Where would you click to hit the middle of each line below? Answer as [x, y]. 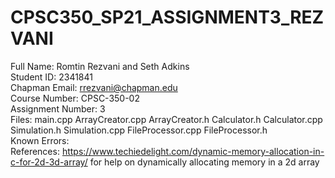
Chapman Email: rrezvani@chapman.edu [94, 87]
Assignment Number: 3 [58, 108]
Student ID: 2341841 [51, 77]
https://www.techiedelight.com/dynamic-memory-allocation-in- [193, 151]
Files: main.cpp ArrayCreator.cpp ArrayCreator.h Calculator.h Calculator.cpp [166, 119]
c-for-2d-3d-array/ [49, 162]
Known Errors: [40, 140]
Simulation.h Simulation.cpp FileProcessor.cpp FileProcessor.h [139, 130]
